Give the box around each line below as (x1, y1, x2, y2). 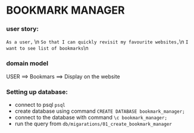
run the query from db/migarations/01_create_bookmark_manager (14, 120, 173, 128)
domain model (6, 59, 49, 68)
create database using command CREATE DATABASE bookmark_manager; (14, 107, 186, 115)
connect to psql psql (14, 102, 65, 109)
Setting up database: (6, 87, 68, 96)
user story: (6, 25, 39, 33)
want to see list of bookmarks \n (6, 45, 89, 52)
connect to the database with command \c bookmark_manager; (14, 114, 168, 121)
